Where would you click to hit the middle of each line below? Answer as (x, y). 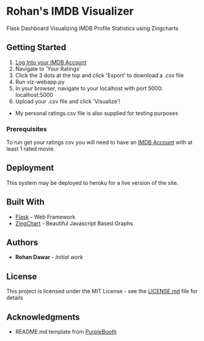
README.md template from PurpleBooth (66, 332)
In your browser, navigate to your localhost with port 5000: (89, 88)
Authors (22, 243)
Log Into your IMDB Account (51, 62)
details (15, 298)
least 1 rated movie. (31, 149)
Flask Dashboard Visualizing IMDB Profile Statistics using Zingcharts (93, 28)
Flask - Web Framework (45, 217)
